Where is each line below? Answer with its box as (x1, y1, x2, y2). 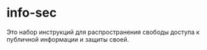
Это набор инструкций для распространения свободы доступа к (6, 28, 200, 36)
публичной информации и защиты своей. (6, 35, 130, 43)
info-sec (6, 5, 57, 21)
